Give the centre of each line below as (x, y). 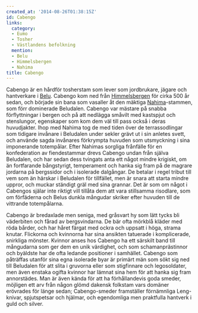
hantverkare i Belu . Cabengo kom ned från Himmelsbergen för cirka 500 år (98, 96)
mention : (22, 51)
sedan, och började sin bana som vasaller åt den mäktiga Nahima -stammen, (99, 103)
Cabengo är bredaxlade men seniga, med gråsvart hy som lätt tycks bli (93, 215)
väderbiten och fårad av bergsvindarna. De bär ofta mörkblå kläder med (94, 222)
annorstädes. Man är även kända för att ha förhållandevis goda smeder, (94, 278)
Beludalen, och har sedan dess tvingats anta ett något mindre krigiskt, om (97, 159)
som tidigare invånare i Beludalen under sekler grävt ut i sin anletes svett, (96, 134)
